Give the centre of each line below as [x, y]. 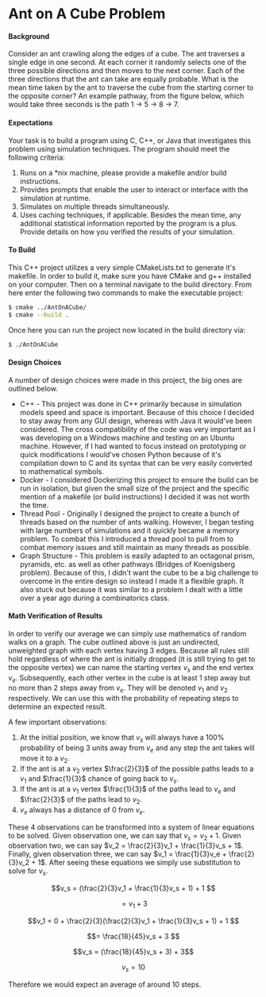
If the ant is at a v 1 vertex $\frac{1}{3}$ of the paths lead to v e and [127, 790]
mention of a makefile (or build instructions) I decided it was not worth [135, 496]
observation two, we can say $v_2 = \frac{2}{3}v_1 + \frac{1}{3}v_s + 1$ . [126, 845]
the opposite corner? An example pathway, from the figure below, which [126, 96]
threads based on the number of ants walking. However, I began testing [137, 522]
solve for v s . [28, 872]
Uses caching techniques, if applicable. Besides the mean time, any [130, 214]
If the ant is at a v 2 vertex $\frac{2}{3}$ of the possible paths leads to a [137, 769]
